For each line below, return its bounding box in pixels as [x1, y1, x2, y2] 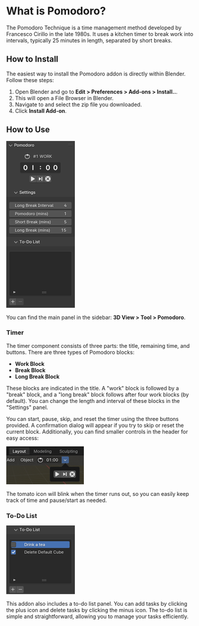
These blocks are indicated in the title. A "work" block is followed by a [6, 384, 179, 392]
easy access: [6, 434, 39, 441]
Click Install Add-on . [14, 107, 67, 115]
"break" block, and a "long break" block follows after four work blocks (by [6, 391, 189, 398]
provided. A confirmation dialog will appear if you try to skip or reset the [6, 422, 184, 429]
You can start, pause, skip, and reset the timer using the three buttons [6, 415, 179, 422]
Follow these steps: [6, 76, 54, 83]
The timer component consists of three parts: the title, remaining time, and [6, 342, 190, 349]
